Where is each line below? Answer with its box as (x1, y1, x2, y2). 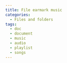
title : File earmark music (5, 7, 62, 13)
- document (10, 31, 33, 36)
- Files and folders (10, 17, 53, 22)
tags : (5, 21, 17, 27)
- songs (10, 50, 26, 55)
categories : (5, 12, 30, 17)
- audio (10, 41, 26, 46)
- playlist (10, 45, 33, 50)
